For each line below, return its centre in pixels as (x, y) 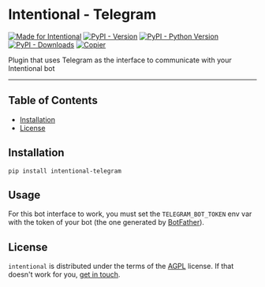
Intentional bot (32, 68)
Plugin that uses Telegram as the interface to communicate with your (120, 60)
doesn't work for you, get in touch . (64, 274)
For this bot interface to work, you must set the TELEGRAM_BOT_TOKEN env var (130, 214)
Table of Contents (53, 101)
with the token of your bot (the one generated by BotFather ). (106, 222)
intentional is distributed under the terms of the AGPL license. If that (121, 266)
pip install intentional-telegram (65, 171)
